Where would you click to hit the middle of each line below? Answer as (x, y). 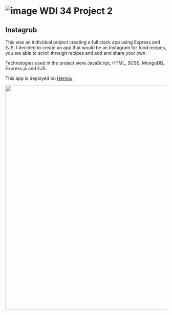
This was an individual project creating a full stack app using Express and (83, 42)
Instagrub (21, 30)
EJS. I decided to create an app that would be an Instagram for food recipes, (86, 48)
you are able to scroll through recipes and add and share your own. (76, 53)
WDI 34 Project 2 (76, 11)
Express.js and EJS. (26, 68)
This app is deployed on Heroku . (40, 78)
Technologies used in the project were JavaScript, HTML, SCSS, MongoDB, (85, 63)
